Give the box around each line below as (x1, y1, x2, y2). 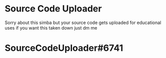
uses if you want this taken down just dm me (5, 24, 97, 30)
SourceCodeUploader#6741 (5, 42, 124, 54)
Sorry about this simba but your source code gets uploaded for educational (5, 19, 161, 25)
